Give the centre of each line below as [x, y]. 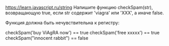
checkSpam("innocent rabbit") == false [47, 38]
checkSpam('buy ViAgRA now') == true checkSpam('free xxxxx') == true [82, 32]
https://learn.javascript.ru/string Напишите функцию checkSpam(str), [79, 7]
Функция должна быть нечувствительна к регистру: [62, 23]
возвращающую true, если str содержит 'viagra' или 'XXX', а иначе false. [85, 13]
